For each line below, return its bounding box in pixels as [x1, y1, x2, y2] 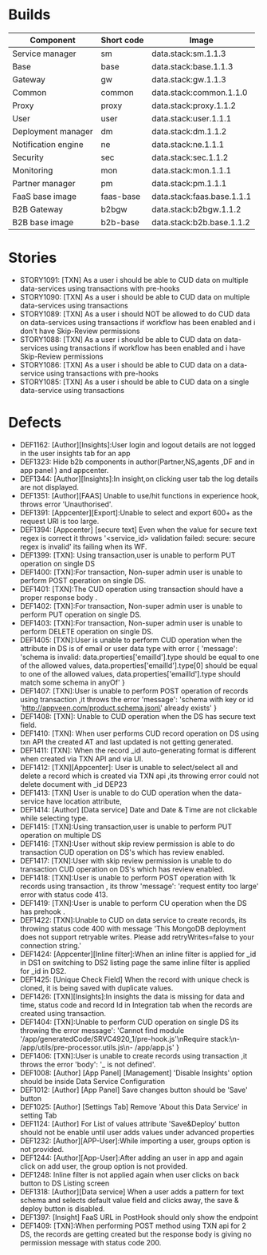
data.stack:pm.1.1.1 [151, 177, 227, 189]
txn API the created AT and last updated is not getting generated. [19, 737, 234, 746]
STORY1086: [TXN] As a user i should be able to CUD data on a [19, 359, 229, 369]
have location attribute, [46, 796, 122, 806]
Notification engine [12, 138, 84, 149]
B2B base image [12, 216, 74, 228]
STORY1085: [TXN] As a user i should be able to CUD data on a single [19, 377, 249, 387]
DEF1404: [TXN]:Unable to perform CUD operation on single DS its [19, 1017, 239, 1027]
